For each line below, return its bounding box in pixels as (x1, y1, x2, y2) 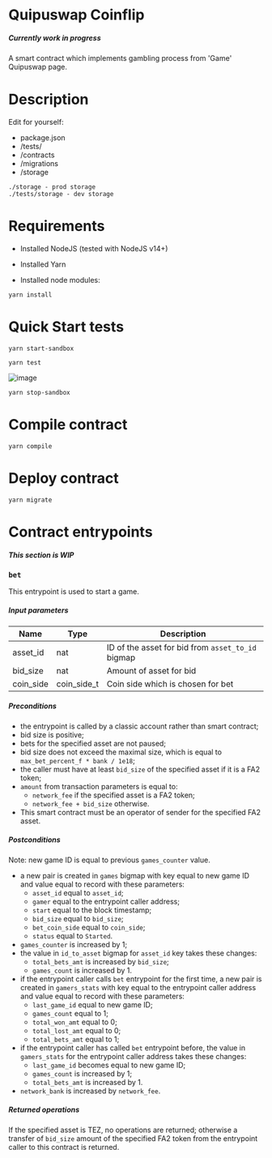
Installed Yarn (19, 259, 66, 269)
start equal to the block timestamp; (32, 905, 152, 915)
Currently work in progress (8, 32, 101, 42)
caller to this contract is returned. (8, 1143, 120, 1152)
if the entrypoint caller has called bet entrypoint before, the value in (19, 1043, 245, 1053)
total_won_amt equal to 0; (32, 1017, 117, 1027)
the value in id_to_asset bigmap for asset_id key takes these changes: (19, 948, 257, 958)
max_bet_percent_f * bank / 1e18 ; (19, 756, 135, 766)
